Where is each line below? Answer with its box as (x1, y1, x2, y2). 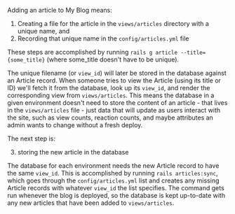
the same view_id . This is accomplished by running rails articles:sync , (7, 169, 219, 177)
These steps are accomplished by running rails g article (7, 48, 177, 56)
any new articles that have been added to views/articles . (7, 199, 175, 207)
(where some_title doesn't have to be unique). (46, 55, 180, 64)
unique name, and (17, 27, 70, 35)
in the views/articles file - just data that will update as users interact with (7, 106, 221, 114)
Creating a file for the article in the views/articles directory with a (17, 20, 209, 27)
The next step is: (7, 134, 56, 143)
